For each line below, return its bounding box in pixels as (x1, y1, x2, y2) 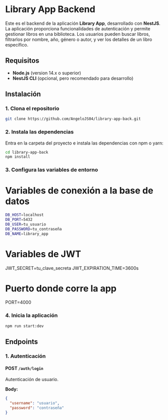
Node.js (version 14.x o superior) (12, 70, 82, 76)
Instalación (5, 90, 41, 99)
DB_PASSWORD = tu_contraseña (5, 226, 62, 231)
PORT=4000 (5, 299, 32, 305)
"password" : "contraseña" (10, 405, 65, 410)
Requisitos (5, 57, 39, 65)
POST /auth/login (5, 365, 44, 371)
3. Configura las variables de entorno (5, 166, 98, 173)
